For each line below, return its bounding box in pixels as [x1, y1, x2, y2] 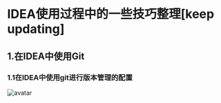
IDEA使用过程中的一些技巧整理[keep [7, 6, 215, 22]
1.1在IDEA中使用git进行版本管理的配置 [7, 73, 133, 82]
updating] [7, 21, 65, 37]
